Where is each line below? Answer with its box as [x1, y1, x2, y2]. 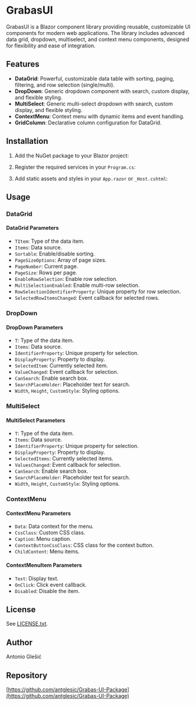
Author [6, 637, 32, 648]
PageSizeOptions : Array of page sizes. [14, 257, 107, 264]
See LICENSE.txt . [6, 620, 48, 627]
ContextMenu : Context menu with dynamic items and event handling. [14, 113, 185, 120]
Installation [6, 136, 48, 146]
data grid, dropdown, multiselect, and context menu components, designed [6, 36, 190, 43]
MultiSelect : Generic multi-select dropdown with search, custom [14, 100, 173, 107]
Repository [6, 670, 48, 680]
